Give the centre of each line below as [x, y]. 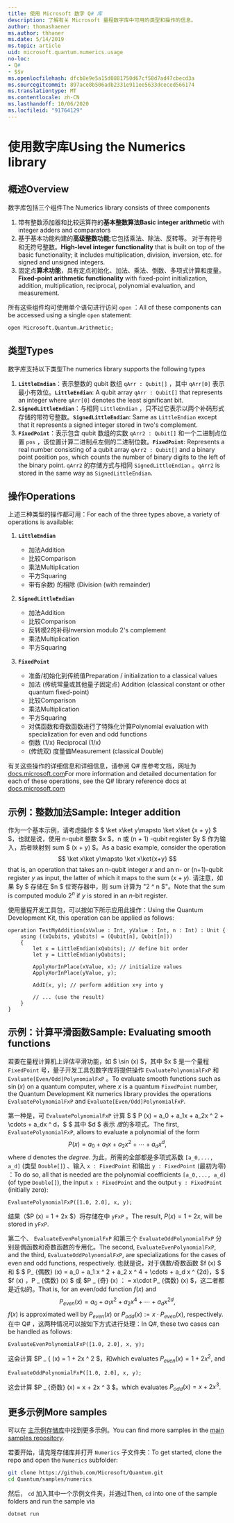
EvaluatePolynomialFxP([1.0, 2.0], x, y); [70, 1203]
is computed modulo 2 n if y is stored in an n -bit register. [88, 895]
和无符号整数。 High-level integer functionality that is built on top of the [121, 246]
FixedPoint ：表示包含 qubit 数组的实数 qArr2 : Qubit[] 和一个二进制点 [119, 433]
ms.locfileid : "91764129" [45, 110]
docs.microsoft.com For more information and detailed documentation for [112, 774]
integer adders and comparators [64, 230]
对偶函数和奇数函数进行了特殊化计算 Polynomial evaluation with [118, 727]
